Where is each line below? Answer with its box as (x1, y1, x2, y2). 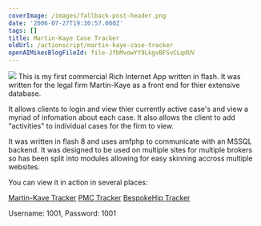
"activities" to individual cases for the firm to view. (8, 121, 175, 130)
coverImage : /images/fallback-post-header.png (8, 11, 167, 20)
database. (8, 89, 42, 98)
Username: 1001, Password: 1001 (8, 208, 116, 218)
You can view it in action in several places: (8, 177, 148, 187)
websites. (8, 162, 40, 172)
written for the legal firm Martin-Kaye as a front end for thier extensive (8, 81, 240, 89)
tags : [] (8, 26, 38, 34)
